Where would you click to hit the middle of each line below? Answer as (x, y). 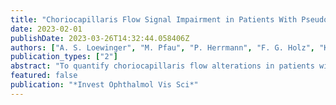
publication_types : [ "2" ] (64, 57)
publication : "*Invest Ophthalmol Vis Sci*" (104, 85)
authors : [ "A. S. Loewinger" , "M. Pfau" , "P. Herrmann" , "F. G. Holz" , (162, 47)
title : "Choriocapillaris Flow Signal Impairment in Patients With (154, 19)
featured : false (44, 76)
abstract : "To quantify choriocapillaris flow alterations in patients (162, 66)
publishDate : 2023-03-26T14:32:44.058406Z (100, 38)
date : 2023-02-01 (46, 29)
